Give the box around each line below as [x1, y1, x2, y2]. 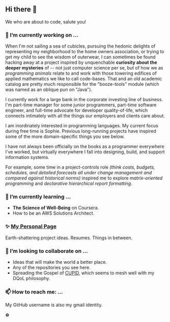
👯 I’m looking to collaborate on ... [5, 247, 88, 255]
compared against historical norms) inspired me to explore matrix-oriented [5, 175, 163, 181]
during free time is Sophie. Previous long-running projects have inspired [5, 128, 156, 134]
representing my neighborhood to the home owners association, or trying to [5, 49, 164, 55]
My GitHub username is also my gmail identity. [5, 302, 103, 308]
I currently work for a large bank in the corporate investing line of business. [5, 97, 163, 103]
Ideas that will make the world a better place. [12, 259, 107, 265]
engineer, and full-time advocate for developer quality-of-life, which [5, 107, 148, 113]
